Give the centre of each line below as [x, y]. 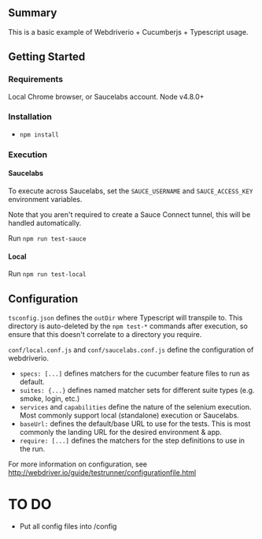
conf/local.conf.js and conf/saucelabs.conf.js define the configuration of [131, 350]
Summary [33, 13]
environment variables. [45, 199]
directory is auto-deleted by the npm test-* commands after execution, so [128, 326]
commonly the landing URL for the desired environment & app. [121, 432]
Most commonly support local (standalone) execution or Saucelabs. [129, 415]
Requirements [36, 80]
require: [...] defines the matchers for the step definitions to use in [132, 440]
